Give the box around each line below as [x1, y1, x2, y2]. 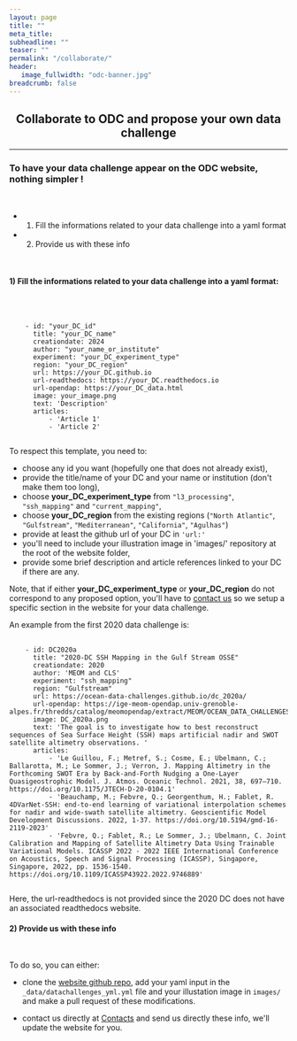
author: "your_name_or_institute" [32, 344, 161, 354]
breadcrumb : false [9, 79, 77, 88]
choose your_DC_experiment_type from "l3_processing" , [21, 490, 235, 501]
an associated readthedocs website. [9, 902, 141, 913]
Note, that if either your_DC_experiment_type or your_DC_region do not [9, 583, 276, 594]
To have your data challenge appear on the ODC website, [9, 162, 258, 174]
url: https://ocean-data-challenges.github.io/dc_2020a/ [32, 691, 247, 700]
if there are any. [21, 566, 80, 576]
